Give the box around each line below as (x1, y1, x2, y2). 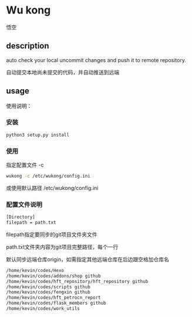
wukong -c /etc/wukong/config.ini (6, 173, 91, 179)
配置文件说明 (6, 200, 43, 209)
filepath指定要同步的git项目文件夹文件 (6, 231, 98, 238)
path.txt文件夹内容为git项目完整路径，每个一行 (6, 243, 119, 250)
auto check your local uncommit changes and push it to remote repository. (6, 56, 187, 63)
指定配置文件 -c (6, 162, 44, 169)
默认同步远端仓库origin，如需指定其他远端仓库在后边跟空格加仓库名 (6, 255, 169, 263)
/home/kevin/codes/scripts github (6, 284, 91, 290)
